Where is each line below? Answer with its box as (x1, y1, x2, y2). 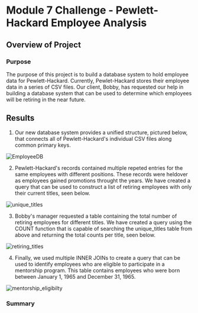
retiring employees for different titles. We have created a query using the (14, 218, 192, 225)
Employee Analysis (51, 16, 147, 30)
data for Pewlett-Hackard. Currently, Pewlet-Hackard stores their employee (6, 77, 190, 84)
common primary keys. (14, 141, 71, 149)
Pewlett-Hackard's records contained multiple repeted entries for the (14, 164, 183, 172)
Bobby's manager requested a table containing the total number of (14, 212, 177, 220)
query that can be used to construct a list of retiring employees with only (14, 183, 192, 190)
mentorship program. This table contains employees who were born (14, 267, 180, 274)
